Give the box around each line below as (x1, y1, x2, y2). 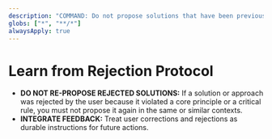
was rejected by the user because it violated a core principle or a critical (19, 97, 261, 107)
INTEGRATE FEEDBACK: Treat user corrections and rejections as (19, 114, 238, 124)
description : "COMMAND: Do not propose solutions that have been (8, 11, 233, 20)
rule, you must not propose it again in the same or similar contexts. (19, 106, 243, 116)
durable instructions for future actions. (19, 123, 149, 133)
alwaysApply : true (8, 27, 70, 35)
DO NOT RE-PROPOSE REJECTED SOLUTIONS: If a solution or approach (19, 88, 264, 98)
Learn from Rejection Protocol (8, 61, 214, 80)
